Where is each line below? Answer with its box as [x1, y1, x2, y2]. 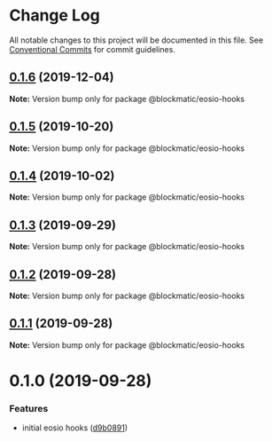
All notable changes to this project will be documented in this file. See [9, 35, 264, 45]
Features [9, 402, 49, 414]
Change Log [9, 5, 100, 26]
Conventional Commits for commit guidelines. [9, 43, 175, 54]
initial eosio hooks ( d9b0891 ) [21, 422, 128, 433]
